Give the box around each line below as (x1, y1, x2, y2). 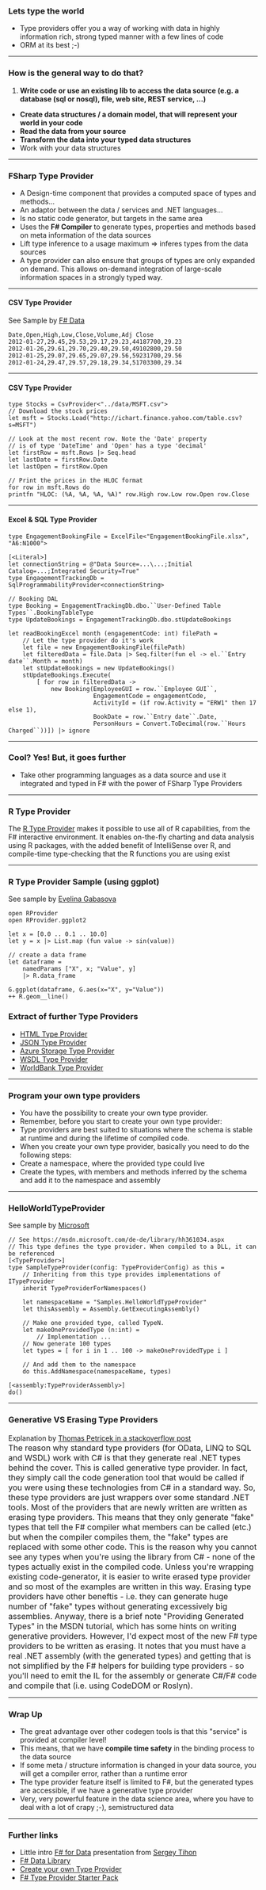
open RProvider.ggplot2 (8, 917, 87, 925)
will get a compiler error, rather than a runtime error (19, 1769, 188, 1778)
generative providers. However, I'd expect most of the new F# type (8, 1630, 258, 1641)
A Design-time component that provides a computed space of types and (19, 188, 256, 197)
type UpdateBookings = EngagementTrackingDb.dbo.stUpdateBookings (8, 616, 232, 624)
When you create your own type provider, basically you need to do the (19, 1141, 249, 1151)
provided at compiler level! (19, 1735, 107, 1744)
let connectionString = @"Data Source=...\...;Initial (8, 560, 193, 568)
